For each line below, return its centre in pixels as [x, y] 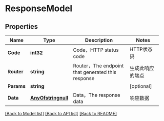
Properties [21, 27]
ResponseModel [39, 9]
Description [99, 40]
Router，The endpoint [98, 66]
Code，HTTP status [96, 50]
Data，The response [97, 95]
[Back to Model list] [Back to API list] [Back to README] [61, 113]
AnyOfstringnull [49, 98]
